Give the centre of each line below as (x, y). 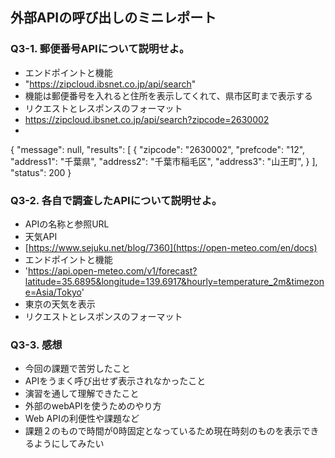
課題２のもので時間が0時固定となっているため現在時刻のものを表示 (163, 431)
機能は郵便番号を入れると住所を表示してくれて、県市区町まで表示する (168, 95)
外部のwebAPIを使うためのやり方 (93, 406)
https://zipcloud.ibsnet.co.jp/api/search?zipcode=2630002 (147, 119)
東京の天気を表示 (60, 304)
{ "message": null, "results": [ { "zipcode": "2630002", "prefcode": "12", (158, 149)
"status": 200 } (41, 172)
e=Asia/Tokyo (53, 292)
